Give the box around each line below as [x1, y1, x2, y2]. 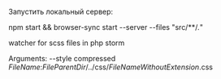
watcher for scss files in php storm [8, 38, 125, 48]
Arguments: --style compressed [8, 54, 116, 63]
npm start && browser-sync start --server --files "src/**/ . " [8, 23, 204, 31]
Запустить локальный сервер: [8, 7, 114, 16]
